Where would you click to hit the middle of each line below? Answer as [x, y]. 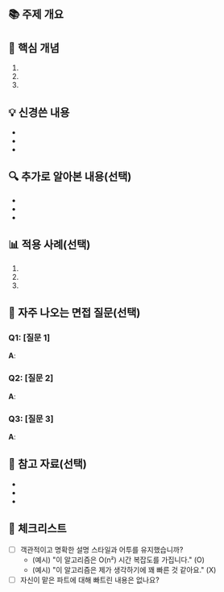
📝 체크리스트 [37, 529]
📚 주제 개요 [36, 15]
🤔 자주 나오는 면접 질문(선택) [75, 313]
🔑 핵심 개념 [34, 48]
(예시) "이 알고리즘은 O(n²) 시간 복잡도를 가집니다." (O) [118, 560]
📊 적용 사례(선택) [50, 245]
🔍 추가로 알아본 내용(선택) [70, 177]
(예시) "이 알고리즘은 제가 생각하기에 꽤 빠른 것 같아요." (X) [124, 569]
